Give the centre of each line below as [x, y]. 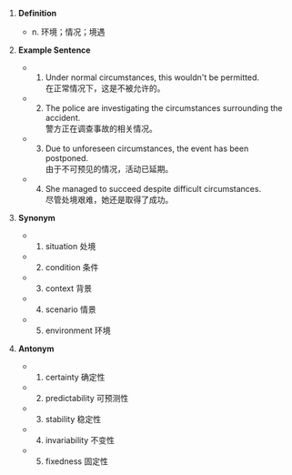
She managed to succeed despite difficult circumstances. [153, 189]
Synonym [37, 218]
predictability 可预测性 [87, 398]
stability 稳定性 [73, 419]
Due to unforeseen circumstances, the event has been [147, 148]
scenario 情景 [71, 309]
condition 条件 [72, 267]
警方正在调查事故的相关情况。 [101, 128]
